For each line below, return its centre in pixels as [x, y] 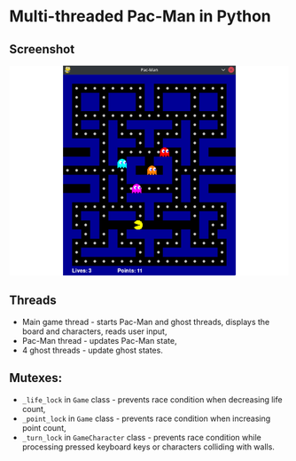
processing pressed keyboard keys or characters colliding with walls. [148, 447]
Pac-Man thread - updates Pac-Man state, [99, 340]
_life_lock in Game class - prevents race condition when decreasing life [152, 399]
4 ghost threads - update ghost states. [93, 350]
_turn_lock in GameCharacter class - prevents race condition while [141, 437]
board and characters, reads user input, [94, 331]
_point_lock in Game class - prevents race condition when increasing [146, 418]
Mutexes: [36, 378]
